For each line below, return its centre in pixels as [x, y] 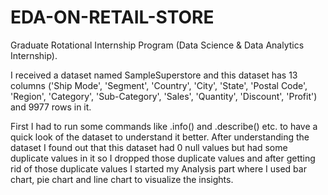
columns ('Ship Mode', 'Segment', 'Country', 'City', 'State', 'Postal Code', [159, 85]
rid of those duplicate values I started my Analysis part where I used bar [158, 168]
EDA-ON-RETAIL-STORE [112, 17]
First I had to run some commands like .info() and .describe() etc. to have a [164, 126]
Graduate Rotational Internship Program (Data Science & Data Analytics [157, 45]
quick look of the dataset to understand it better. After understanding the [160, 137]
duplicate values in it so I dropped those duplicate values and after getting [163, 158]
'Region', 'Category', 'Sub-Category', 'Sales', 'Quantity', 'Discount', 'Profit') [164, 96]
